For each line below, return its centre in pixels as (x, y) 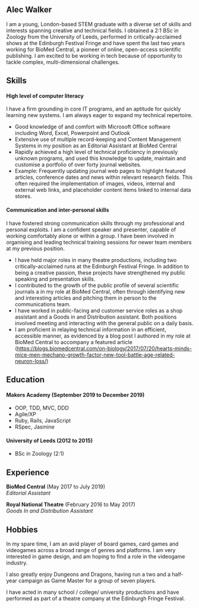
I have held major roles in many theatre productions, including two (96, 260)
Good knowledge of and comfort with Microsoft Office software (92, 127)
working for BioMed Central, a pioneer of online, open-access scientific (94, 49)
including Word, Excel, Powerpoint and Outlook (72, 133)
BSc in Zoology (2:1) (39, 453)
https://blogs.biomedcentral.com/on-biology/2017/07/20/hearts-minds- (104, 348)
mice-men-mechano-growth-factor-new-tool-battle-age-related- (95, 355)
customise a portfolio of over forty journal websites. (78, 165)
